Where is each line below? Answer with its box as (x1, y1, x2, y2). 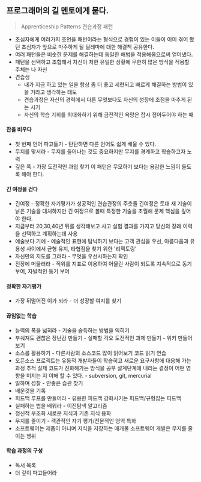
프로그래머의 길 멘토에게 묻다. (6, 5, 109, 16)
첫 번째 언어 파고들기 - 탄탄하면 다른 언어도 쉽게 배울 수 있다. (14, 140, 157, 148)
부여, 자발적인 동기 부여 (14, 268, 70, 275)
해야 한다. (21, 171, 44, 178)
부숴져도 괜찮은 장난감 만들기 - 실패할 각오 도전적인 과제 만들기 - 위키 (14, 334, 177, 342)
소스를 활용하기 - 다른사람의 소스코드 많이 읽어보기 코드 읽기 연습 (14, 349, 167, 357)
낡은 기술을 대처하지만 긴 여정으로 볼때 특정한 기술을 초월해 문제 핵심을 (14, 207, 180, 215)
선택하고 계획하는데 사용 (21, 230, 78, 237)
